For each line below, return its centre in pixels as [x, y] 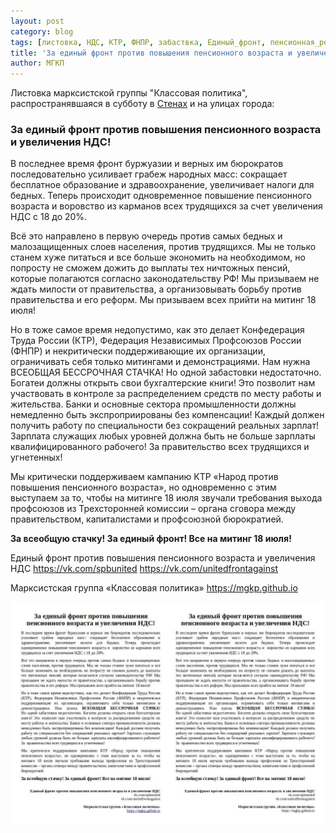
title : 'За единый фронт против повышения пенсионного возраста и [151, 53]
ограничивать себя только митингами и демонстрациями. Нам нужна [160, 362]
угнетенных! [36, 457]
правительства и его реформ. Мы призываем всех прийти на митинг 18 [163, 300]
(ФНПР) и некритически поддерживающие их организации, [138, 351]
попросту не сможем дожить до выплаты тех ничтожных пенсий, [150, 268]
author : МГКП [37, 63]
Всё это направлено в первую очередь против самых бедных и [146, 236]
